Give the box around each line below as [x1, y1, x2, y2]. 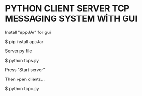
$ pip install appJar [5, 38, 44, 44]
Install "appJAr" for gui [5, 29, 51, 35]
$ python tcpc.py [5, 85, 39, 91]
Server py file [5, 48, 32, 54]
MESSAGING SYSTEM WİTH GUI [5, 13, 138, 24]
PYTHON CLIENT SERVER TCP [5, 3, 130, 14]
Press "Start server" [5, 66, 45, 73]
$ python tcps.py [5, 57, 39, 63]
